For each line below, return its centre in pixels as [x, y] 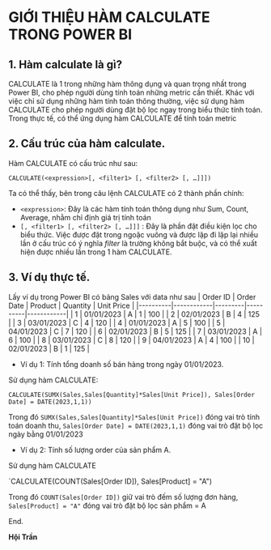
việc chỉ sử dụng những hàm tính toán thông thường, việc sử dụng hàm [127, 101]
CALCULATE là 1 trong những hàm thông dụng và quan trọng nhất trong [127, 84]
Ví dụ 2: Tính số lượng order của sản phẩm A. [95, 450]
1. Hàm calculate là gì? [66, 64]
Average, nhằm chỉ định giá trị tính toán [85, 217]
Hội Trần [23, 537]
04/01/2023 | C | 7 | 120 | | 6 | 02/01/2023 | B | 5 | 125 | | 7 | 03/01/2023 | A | [135, 331]
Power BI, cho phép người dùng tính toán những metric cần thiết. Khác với [131, 92]
